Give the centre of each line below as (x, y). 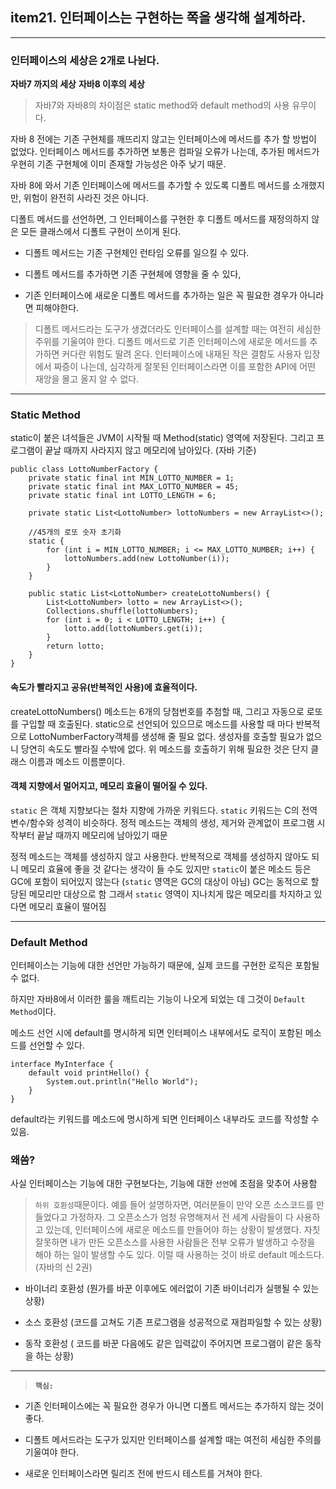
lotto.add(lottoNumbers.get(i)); (133, 629)
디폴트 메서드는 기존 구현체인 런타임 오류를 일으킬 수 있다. (137, 253)
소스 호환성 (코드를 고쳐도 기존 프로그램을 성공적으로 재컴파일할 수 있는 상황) (173, 1322)
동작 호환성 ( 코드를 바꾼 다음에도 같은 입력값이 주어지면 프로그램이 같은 (163, 1344)
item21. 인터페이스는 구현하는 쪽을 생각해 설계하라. (158, 18)
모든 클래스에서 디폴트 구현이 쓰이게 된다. (101, 232)
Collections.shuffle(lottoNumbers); (122, 611)
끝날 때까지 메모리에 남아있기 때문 (102, 835)
